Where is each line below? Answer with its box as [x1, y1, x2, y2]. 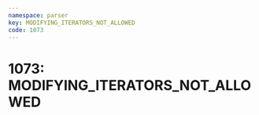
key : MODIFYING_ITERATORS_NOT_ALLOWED [8, 19, 135, 27]
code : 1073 [8, 26, 44, 34]
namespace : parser [8, 11, 68, 20]
